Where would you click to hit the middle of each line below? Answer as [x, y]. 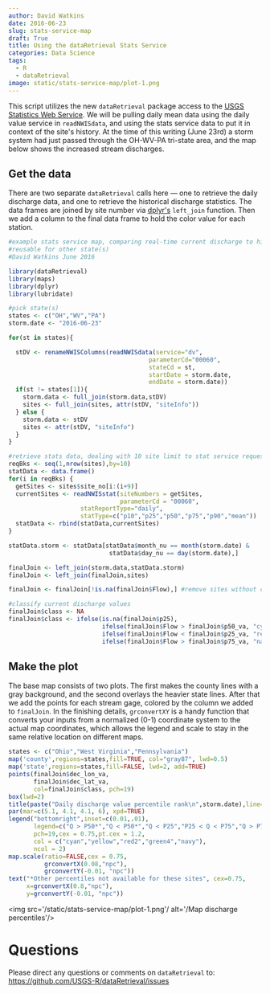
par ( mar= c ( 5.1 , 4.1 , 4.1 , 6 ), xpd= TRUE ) [77, 812]
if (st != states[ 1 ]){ [52, 390]
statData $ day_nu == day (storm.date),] [174, 553]
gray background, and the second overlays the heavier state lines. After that [134, 694]
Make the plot [43, 667]
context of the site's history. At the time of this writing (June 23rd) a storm [131, 131]
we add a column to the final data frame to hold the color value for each [127, 219]
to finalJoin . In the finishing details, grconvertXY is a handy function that [129, 711]
